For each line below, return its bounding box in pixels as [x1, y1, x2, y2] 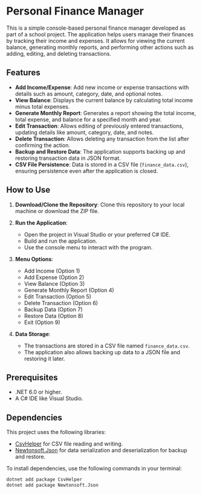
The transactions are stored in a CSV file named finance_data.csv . [24, 342, 191, 349]
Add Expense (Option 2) [24, 274, 85, 281]
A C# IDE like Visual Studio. [15, 395, 83, 402]
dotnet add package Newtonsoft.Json [6, 482, 99, 489]
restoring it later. [24, 355, 65, 362]
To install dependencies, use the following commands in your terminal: [6, 465, 183, 472]
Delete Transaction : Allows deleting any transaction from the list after [15, 135, 189, 142]
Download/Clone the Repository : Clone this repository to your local [15, 201, 185, 208]
